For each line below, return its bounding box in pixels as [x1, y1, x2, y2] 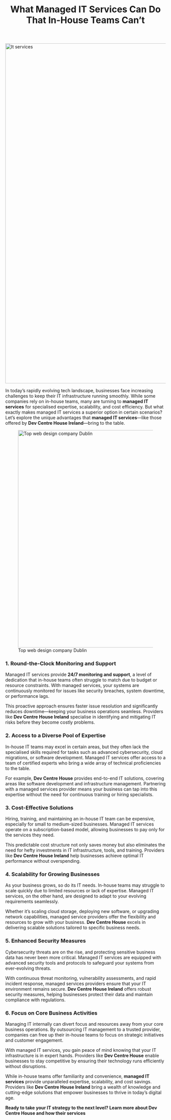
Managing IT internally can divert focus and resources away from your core [5, 1021, 164, 1027]
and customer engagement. [5, 1037, 64, 1043]
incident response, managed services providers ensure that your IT [5, 980, 147, 987]
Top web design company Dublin [18, 647, 88, 653]
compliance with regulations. [5, 997, 66, 1003]
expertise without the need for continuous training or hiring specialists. [5, 791, 154, 798]
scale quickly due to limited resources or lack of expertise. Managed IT [5, 888, 154, 894]
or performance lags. [5, 693, 50, 699]
